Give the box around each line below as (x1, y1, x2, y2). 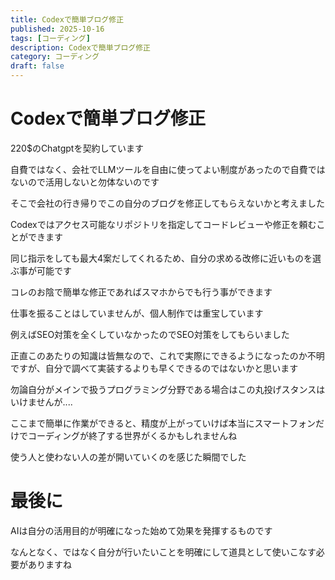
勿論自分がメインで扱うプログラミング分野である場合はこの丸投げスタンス (10, 383, 317, 395)
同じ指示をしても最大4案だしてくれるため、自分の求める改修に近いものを (10, 252, 313, 264)
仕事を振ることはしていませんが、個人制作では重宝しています (10, 307, 264, 319)
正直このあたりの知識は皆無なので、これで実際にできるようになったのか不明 (10, 349, 325, 361)
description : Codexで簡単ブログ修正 (10, 42, 151, 53)
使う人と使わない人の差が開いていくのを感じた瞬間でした (10, 451, 247, 463)
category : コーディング (10, 52, 100, 62)
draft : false (10, 61, 65, 71)
